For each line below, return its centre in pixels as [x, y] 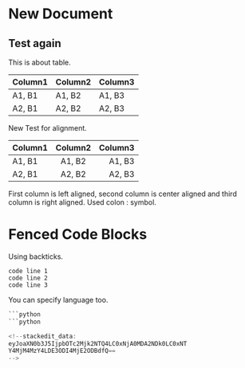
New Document [61, 14]
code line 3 [28, 285]
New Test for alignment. [48, 128]
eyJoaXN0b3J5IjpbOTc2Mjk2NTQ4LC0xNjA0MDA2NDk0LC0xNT [98, 343]
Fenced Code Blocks [78, 235]
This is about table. [40, 62]
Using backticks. [36, 256]
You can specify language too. [58, 299]
